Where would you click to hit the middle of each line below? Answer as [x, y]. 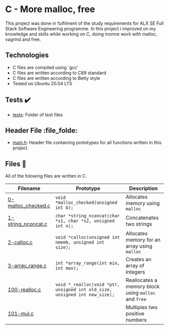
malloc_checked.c [29, 206]
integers [135, 272]
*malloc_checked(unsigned [86, 203]
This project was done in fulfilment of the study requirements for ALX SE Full [84, 23]
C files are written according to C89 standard [59, 73]
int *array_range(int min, [88, 263]
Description [143, 189]
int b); [64, 208]
